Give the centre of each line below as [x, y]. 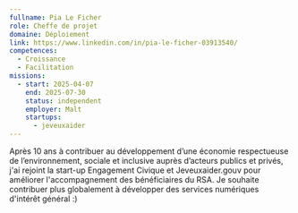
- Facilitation [46, 68]
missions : [28, 76]
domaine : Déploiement [50, 34]
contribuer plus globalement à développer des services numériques [134, 189]
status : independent [64, 101]
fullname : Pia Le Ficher [55, 17]
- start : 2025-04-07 [55, 84]
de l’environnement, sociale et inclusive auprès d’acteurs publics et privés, [146, 161]
